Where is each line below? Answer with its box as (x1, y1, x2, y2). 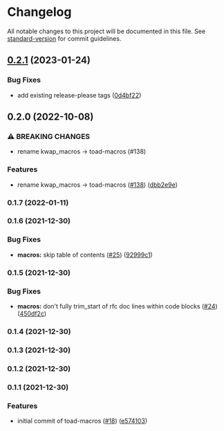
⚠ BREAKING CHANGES (7, 131, 91, 141)
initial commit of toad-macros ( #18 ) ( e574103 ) (17, 416, 148, 425)
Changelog (7, 4, 72, 20)
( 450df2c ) (17, 309, 47, 318)
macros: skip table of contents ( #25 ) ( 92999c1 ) (17, 250, 153, 259)
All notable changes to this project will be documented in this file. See (7, 27, 206, 35)
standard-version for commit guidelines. (7, 34, 122, 42)
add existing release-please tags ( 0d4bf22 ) (17, 91, 142, 99)
